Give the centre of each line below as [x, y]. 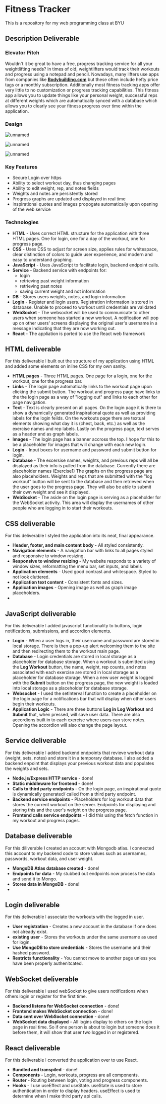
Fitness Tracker [38, 9]
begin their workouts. [34, 704]
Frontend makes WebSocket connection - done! [62, 1011]
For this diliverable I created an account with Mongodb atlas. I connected [80, 848]
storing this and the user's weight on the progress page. [70, 810]
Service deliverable [36, 741]
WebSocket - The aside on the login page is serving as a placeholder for [87, 498]
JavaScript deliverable [41, 614]
